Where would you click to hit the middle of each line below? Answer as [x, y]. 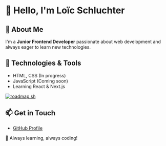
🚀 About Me [24, 29]
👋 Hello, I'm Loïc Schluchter [65, 11]
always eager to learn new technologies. [48, 47]
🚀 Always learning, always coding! [42, 138]
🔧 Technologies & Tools [43, 63]
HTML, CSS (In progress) [39, 75]
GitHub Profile [27, 128]
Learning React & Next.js [39, 86]
